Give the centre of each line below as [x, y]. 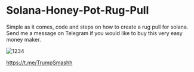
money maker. [24, 39]
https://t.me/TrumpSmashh [39, 62]
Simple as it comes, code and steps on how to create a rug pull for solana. [97, 27]
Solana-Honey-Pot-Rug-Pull [78, 10]
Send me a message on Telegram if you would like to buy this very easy [95, 33]
